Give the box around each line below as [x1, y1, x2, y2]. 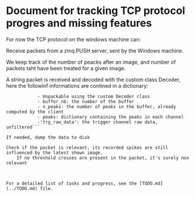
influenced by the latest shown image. [6, 150, 103, 155]
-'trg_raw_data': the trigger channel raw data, [37, 119, 158, 125]
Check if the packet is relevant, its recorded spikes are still [6, 144, 168, 150]
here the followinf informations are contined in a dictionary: [6, 82, 149, 89]
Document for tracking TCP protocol [6, 4, 186, 18]
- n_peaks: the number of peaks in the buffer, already [37, 103, 176, 109]
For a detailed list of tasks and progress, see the [6, 180, 137, 186]
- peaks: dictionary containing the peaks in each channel [37, 114, 184, 120]
